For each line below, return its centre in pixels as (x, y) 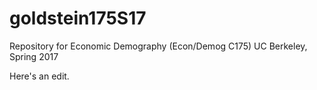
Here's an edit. (39, 76)
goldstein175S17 (78, 18)
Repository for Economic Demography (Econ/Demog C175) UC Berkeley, (158, 46)
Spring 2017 (34, 56)
